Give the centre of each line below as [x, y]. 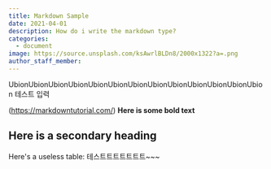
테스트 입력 [33, 93]
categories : [28, 39]
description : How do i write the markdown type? [92, 31]
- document [34, 46]
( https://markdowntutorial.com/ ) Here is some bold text [102, 110]
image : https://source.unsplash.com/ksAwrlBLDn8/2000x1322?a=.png [123, 54]
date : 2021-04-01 [38, 24]
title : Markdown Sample [49, 16]
